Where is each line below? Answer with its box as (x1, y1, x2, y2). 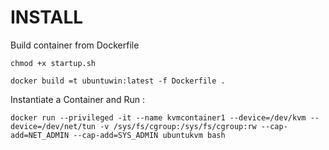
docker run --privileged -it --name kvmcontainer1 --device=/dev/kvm (10, 112, 307, 123)
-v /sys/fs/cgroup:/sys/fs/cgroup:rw (99, 121, 257, 131)
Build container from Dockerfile (10, 39, 140, 51)
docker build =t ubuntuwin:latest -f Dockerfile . (10, 76, 226, 86)
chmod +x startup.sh (10, 58, 97, 68)
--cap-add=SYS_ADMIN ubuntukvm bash (73, 130, 226, 140)
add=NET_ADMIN (10, 130, 70, 140)
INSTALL (10, 6, 84, 29)
